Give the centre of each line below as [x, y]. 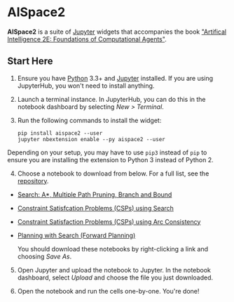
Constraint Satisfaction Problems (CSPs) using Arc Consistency [109, 221]
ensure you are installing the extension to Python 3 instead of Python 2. [110, 159]
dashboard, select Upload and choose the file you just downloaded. [115, 277]
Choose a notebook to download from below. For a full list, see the [113, 173]
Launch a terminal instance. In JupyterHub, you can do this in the [111, 99]
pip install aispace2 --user [60, 133]
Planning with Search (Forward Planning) [76, 235]
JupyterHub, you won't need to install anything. [86, 86]
